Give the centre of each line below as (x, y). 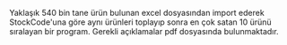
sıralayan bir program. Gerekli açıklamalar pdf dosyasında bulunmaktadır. (144, 31)
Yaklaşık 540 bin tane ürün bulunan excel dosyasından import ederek (137, 13)
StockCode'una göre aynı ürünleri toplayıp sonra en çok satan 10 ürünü (140, 22)
